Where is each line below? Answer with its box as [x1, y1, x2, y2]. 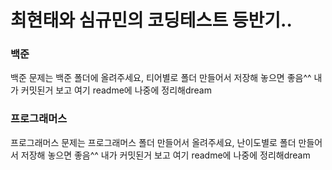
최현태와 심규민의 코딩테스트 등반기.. [10, 9, 293, 32]
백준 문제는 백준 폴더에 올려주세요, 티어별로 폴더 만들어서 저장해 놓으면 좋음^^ [10, 72, 312, 84]
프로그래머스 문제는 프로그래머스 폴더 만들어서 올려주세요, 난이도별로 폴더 [10, 136, 297, 148]
